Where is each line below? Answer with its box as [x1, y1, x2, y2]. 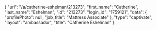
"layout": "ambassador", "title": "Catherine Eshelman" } [4, 19, 115, 25]
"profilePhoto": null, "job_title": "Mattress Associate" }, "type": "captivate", [4, 15, 153, 20]
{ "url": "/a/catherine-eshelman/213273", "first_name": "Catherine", [4, 4, 139, 10]
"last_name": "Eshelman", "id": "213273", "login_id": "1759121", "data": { [4, 9, 147, 15]
